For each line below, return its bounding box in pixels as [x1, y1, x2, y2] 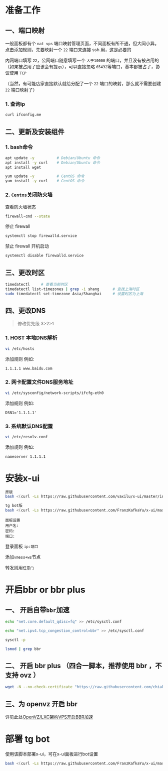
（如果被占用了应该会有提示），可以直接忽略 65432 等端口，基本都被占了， [5, 64, 156, 69]
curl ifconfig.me [5, 112, 41, 117]
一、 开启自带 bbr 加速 [5, 605, 70, 614]
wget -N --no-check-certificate [5, 685, 72, 690]
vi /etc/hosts [5, 346, 35, 351]
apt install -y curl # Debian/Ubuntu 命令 [5, 160, 100, 165]
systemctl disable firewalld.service [5, 253, 84, 259]
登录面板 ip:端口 [5, 543, 38, 550]
